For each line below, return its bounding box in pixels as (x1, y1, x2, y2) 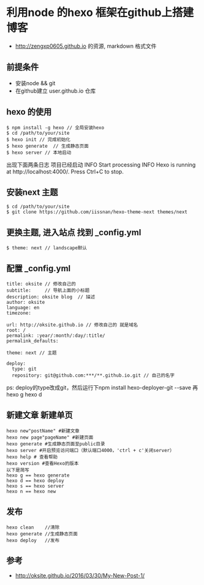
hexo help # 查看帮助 (6, 454, 58, 460)
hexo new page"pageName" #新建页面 (6, 434, 94, 440)
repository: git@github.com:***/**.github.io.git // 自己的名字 (12, 372, 175, 379)
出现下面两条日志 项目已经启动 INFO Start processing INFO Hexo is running (6, 160, 196, 168)
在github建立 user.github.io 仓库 (15, 87, 96, 94)
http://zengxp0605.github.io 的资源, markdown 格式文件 (15, 42, 157, 50)
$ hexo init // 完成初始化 (6, 136, 70, 143)
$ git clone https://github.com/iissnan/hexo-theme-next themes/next (6, 209, 188, 215)
